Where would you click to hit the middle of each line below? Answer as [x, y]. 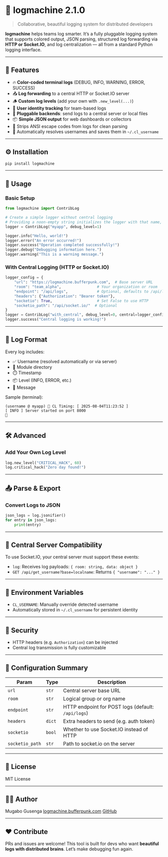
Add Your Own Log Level [35, 452]
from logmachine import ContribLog [42, 209]
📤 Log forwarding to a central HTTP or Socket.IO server [71, 93]
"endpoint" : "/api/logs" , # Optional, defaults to [81, 291]
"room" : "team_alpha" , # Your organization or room [86, 287]
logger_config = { [24, 278]
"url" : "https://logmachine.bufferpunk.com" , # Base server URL [84, 282]
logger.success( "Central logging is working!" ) [56, 320]
